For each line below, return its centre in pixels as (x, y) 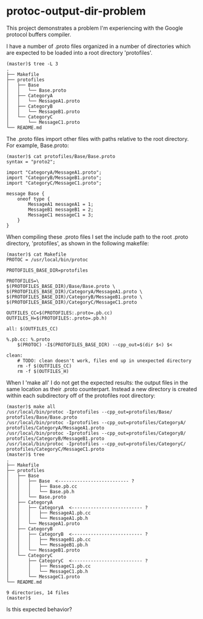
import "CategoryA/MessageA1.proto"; (54, 172)
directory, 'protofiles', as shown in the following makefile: (78, 243)
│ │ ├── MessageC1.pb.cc (49, 566)
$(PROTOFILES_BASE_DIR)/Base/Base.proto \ (61, 286)
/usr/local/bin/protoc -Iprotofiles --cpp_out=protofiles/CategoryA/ (96, 422)
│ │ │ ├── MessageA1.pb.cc (49, 513)
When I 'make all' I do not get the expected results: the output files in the (97, 382)
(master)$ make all (31, 406)
